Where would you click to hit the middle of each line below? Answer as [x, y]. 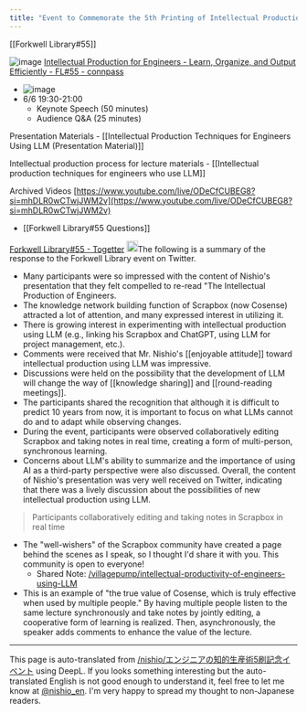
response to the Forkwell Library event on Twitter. [103, 259]
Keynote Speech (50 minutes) [92, 108]
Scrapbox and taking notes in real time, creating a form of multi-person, [158, 442]
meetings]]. [44, 393]
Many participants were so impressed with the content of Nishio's [147, 276]
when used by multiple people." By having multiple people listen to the [155, 603]
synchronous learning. [65, 451]
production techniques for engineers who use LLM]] [107, 173]
